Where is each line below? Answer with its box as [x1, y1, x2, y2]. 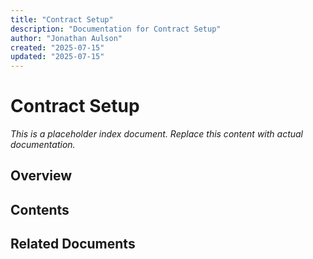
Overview [10, 167, 73, 185]
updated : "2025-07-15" [10, 52, 105, 62]
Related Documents [10, 236, 136, 253]
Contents [10, 201, 70, 218]
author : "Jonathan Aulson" [10, 33, 123, 43]
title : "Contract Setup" [10, 14, 114, 25]
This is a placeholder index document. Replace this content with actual [10, 128, 304, 140]
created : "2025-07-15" [10, 42, 105, 53]
